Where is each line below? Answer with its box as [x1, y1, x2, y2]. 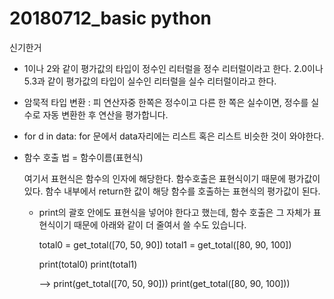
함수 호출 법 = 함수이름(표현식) [23, 151, 144, 163]
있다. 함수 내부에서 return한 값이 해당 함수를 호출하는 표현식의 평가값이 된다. [23, 185, 321, 197]
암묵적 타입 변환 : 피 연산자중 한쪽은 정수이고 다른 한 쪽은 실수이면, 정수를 [23, 96, 309, 108]
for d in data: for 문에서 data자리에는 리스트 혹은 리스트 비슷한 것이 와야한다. [23, 130, 325, 142]
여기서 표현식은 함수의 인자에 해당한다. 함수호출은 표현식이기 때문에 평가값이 [23, 172, 321, 184]
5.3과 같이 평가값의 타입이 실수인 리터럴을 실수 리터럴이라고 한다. [23, 75, 277, 87]
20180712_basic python [9, 7, 212, 30]
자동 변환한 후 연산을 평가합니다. [42, 108, 169, 121]
